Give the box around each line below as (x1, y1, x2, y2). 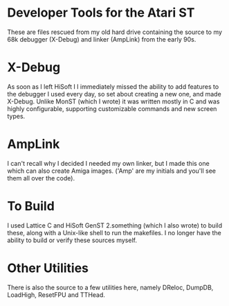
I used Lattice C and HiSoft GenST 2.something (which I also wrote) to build (7, 221, 223, 230)
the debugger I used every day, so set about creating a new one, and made (7, 90, 221, 98)
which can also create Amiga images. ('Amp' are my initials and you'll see (7, 167, 217, 175)
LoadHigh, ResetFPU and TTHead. (7, 290, 106, 299)
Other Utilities (7, 260, 89, 275)
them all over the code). (7, 173, 75, 182)
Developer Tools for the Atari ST (7, 5, 195, 21)
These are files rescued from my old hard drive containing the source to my (7, 28, 223, 36)
